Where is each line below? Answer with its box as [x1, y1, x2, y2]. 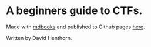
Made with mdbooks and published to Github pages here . [6, 23, 145, 30]
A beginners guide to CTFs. [6, 4, 143, 17]
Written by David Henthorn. [6, 34, 72, 41]
